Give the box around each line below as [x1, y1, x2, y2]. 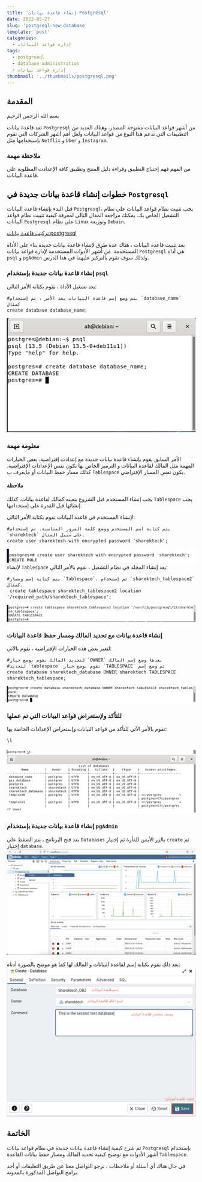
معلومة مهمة [7, 442, 40, 450]
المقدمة [7, 96, 33, 107]
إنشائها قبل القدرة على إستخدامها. [7, 501, 83, 509]
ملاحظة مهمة [7, 152, 41, 160]
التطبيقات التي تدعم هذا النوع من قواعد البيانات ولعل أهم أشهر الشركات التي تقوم [7, 130, 188, 138]
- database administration [12, 60, 80, 66]
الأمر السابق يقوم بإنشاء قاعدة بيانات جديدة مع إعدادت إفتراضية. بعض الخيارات [7, 455, 182, 463]
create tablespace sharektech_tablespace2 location [9, 588, 141, 594]
